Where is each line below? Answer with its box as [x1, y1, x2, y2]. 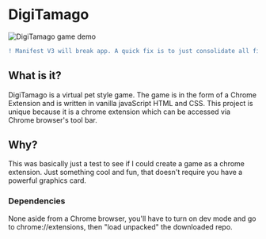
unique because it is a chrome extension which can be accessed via [8, 107, 231, 116]
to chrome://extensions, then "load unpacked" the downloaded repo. [8, 222, 233, 231]
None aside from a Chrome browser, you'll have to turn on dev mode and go [8, 214, 256, 223]
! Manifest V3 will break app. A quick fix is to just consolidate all [8, 47, 249, 55]
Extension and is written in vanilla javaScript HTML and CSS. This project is [8, 98, 253, 108]
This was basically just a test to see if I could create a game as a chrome [8, 159, 245, 169]
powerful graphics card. [8, 176, 87, 185]
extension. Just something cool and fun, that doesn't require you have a [8, 168, 243, 177]
